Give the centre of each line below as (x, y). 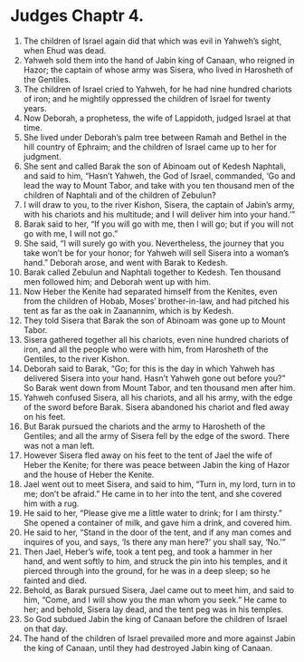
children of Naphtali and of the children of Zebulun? (119, 195)
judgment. (42, 156)
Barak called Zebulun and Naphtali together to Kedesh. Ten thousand (152, 272)
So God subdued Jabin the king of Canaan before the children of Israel (155, 618)
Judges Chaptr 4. (77, 16)
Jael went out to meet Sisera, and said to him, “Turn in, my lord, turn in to (159, 484)
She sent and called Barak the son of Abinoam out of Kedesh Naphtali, (154, 166)
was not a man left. (59, 445)
